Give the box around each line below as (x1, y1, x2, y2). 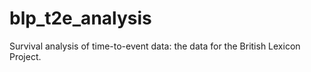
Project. (9, 50, 42, 62)
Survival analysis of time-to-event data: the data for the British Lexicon (9, 40, 301, 52)
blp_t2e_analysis (9, 7, 152, 30)
